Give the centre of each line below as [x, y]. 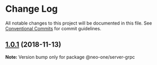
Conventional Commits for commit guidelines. [53, 28]
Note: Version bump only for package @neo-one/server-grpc [70, 57]
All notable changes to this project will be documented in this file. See [79, 23]
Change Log [31, 9]
